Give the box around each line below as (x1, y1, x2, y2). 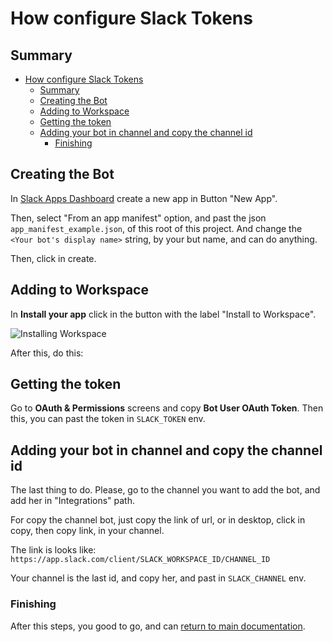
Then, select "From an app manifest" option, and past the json (10, 212, 267, 224)
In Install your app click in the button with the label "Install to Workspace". (10, 308, 317, 320)
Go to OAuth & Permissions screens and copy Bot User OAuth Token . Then (10, 402, 324, 414)
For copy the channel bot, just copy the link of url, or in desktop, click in (10, 514, 306, 526)
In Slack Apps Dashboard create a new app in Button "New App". (10, 192, 278, 204)
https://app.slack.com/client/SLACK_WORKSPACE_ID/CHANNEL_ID (10, 555, 271, 565)
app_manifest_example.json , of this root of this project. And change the (10, 222, 303, 234)
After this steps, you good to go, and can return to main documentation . (10, 620, 306, 632)
